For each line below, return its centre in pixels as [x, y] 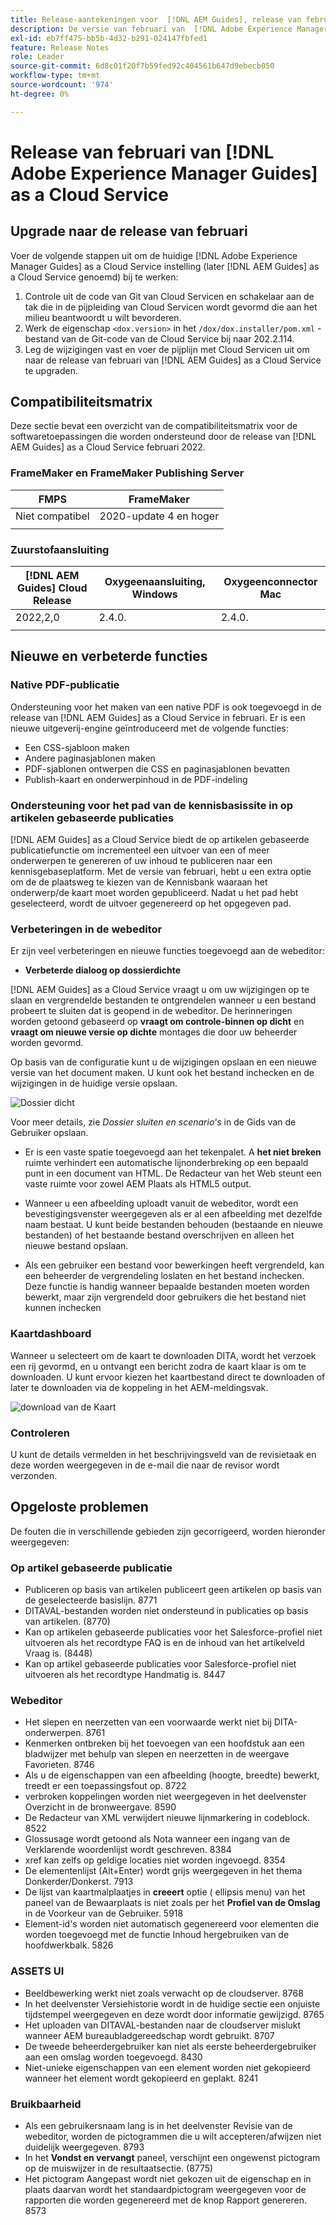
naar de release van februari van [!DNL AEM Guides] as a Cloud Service [173, 360]
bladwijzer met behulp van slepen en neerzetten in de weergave [157, 1754]
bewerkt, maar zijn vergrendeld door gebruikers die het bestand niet [165, 1297]
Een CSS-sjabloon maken [77, 747]
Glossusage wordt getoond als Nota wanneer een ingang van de [157, 1839]
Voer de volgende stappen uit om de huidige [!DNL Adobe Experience [154, 255]
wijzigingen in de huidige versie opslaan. [94, 1083]
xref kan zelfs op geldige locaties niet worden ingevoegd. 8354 [155, 1860]
